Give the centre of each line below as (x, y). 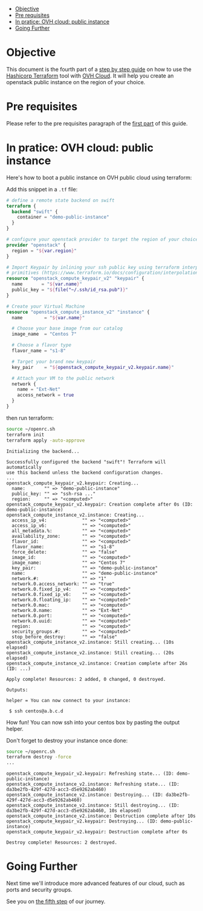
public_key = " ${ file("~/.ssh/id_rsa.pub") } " (70, 290)
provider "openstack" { (36, 245)
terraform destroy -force (39, 757)
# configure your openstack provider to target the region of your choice (102, 240)
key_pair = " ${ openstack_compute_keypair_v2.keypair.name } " (93, 367)
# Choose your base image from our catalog (67, 329)
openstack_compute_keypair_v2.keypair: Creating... (72, 483)
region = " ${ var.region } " (44, 251)
